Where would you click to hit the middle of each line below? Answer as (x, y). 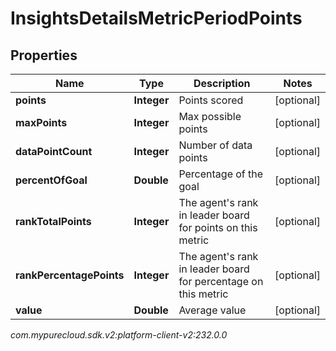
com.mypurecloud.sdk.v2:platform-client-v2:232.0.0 (119, 335)
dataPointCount (54, 151)
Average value (212, 310)
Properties (44, 55)
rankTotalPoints (53, 221)
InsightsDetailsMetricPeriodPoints (156, 18)
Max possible (210, 116)
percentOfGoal (51, 180)
